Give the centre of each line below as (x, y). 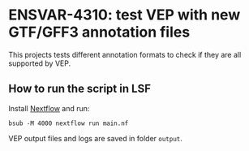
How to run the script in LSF (80, 89)
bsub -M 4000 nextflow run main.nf (69, 123)
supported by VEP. (40, 63)
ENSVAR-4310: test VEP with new (124, 15)
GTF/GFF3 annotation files (99, 32)
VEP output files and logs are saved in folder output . (95, 138)
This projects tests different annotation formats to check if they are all (125, 54)
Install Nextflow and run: (49, 108)
